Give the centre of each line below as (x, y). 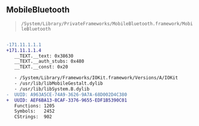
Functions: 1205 (34, 106)
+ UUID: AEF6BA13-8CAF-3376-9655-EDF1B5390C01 (67, 100)
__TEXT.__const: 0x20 (41, 67)
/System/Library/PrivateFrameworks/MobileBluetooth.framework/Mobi (107, 23)
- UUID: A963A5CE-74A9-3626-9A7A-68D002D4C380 (67, 94)
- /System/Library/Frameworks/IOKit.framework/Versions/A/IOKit (96, 78)
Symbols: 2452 (34, 111)
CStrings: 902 (33, 117)
